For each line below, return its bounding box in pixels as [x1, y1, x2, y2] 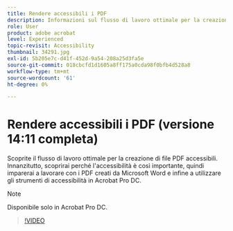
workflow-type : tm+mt [7, 68, 70, 75]
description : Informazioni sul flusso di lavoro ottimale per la [7, 17, 200, 24]
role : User [7, 23, 39, 30]
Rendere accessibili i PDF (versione [7, 117, 215, 132]
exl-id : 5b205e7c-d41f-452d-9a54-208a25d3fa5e [7, 55, 144, 62]
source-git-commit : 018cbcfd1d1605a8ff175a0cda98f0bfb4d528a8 [7, 62, 191, 68]
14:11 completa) [7, 131, 98, 147]
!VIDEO [24, 216, 45, 225]
